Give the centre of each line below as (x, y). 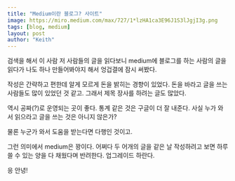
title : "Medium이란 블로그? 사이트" (55, 14)
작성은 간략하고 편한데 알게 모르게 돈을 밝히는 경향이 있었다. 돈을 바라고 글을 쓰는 (117, 84)
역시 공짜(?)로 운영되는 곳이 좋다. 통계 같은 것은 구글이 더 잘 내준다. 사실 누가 (112, 108)
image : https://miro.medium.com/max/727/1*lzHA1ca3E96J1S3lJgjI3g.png (113, 20)
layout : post (26, 33)
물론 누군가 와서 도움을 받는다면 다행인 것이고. (70, 132)
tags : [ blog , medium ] (39, 27)
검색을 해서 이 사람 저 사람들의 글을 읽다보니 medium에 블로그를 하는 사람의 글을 (117, 61)
